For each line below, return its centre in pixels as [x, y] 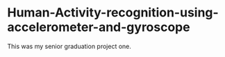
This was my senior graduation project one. [69, 46]
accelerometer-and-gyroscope [99, 27]
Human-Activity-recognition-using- [113, 13]
